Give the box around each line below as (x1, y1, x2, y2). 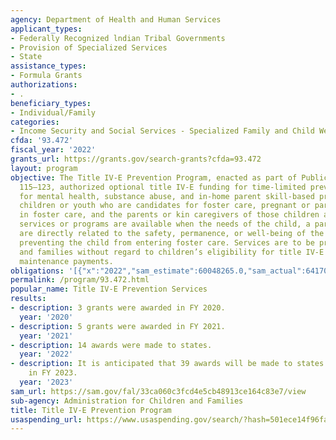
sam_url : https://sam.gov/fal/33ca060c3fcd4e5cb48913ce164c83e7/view (10, 386, 307, 396)
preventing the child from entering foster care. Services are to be (19, 237, 315, 248)
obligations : (10, 266, 65, 276)
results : (10, 294, 47, 304)
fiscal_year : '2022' (10, 145, 97, 155)
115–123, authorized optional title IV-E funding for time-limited (19, 182, 307, 192)
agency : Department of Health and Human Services (10, 14, 222, 25)
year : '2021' (19, 331, 74, 341)
